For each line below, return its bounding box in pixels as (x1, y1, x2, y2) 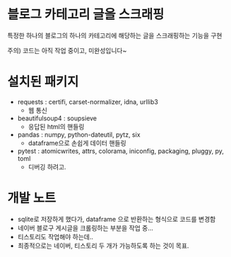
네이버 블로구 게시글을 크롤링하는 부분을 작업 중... (17, 224, 154, 232)
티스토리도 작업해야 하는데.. (17, 232, 94, 241)
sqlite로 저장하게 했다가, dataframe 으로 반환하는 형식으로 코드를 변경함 (17, 215, 216, 223)
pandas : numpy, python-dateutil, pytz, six (17, 130, 141, 139)
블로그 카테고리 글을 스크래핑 (7, 6, 165, 23)
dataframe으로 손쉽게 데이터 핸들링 (28, 139, 126, 147)
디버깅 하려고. (28, 162, 66, 171)
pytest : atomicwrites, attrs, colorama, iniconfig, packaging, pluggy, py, (17, 147, 225, 155)
